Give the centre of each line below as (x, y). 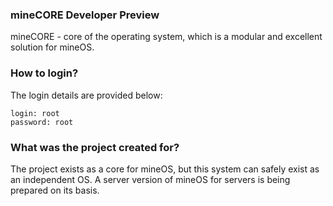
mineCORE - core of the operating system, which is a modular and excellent (166, 37)
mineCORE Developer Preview (85, 15)
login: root (35, 113)
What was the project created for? (95, 147)
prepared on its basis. (55, 190)
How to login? (44, 73)
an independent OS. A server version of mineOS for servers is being (150, 179)
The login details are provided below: (86, 95)
